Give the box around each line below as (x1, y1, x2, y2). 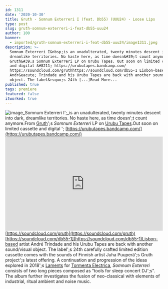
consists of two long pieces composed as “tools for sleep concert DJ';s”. (5, 268, 155, 274)
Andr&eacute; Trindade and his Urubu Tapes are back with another (9, 73, 151, 78)
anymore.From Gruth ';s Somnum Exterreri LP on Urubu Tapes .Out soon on (5, 120, 158, 126)
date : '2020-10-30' (5, 12, 46, 17)
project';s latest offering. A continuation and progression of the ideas (5, 257, 147, 263)
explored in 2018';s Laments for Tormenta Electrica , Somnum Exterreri (5, 262, 150, 268)
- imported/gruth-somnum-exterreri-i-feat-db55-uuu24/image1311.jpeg (9, 40, 157, 45)
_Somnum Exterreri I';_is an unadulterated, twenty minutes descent (22, 110, 161, 116)
